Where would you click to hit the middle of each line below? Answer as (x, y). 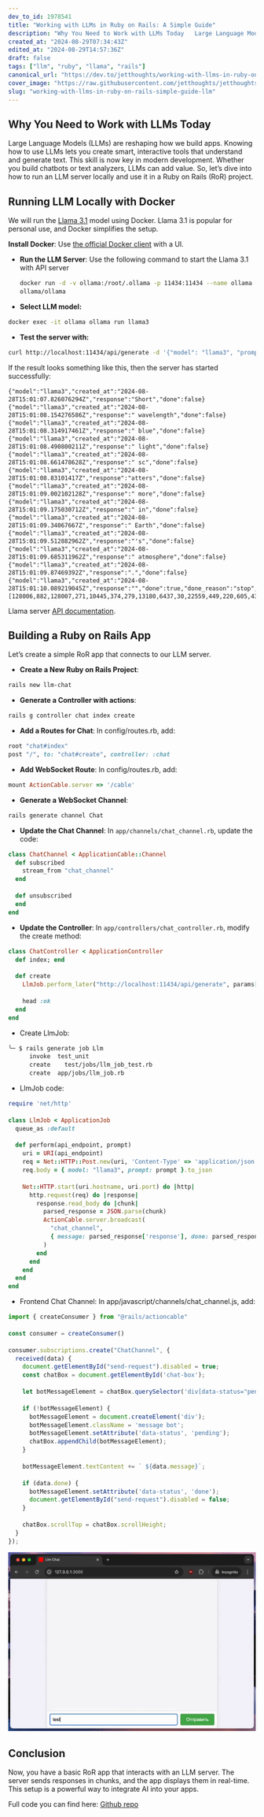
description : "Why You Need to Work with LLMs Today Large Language (126, 33)
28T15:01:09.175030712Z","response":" (71, 509)
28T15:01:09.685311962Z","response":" (71, 557)
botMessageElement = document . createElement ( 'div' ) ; (117, 1417)
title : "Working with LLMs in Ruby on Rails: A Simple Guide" (112, 25)
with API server (44, 268)
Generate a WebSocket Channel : (73, 800)
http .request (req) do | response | (84, 1195)
